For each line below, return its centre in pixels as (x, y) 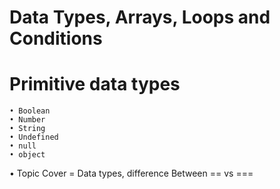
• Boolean (30, 111)
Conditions (56, 38)
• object (27, 155)
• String (27, 129)
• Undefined (34, 137)
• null (23, 146)
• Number (27, 120)
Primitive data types (95, 84)
